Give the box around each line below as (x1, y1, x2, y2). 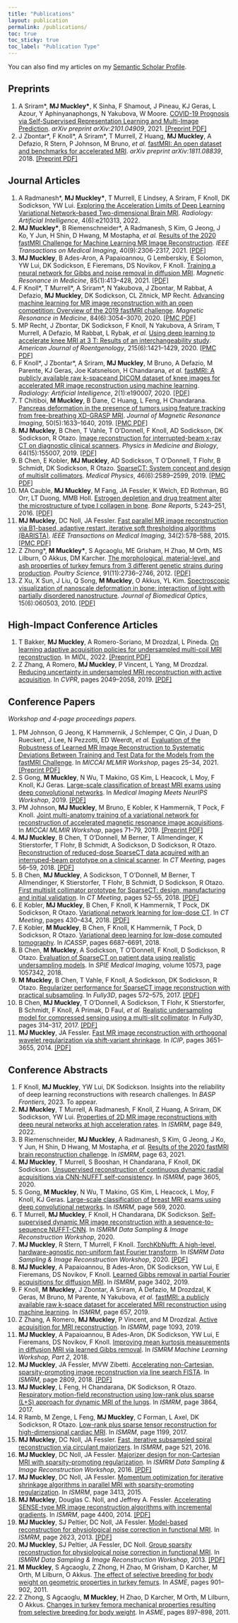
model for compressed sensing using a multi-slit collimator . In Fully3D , (18, 1013, 223, 1022)
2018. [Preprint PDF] (18, 154, 78, 162)
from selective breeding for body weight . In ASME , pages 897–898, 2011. (18, 1608, 230, 1617)
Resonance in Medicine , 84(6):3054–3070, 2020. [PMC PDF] (18, 314, 196, 322)
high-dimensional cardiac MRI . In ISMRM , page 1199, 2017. (18, 1428, 188, 1437)
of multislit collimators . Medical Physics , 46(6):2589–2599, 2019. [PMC (18, 471, 225, 480)
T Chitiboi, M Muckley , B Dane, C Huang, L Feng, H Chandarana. (18, 396, 208, 405)
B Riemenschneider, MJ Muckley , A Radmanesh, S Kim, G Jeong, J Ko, (18, 1135, 225, 1144)
